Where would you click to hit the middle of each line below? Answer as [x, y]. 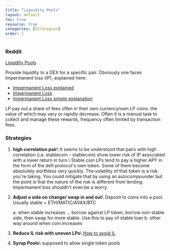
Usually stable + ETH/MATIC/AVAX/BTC [54, 203]
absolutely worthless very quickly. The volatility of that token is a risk [85, 171]
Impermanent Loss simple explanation [53, 99]
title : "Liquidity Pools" [33, 10]
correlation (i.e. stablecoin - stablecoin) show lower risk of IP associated [89, 155]
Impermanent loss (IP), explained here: [46, 78]
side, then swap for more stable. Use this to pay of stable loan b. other [87, 218]
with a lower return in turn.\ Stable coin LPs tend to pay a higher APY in [87, 160]
